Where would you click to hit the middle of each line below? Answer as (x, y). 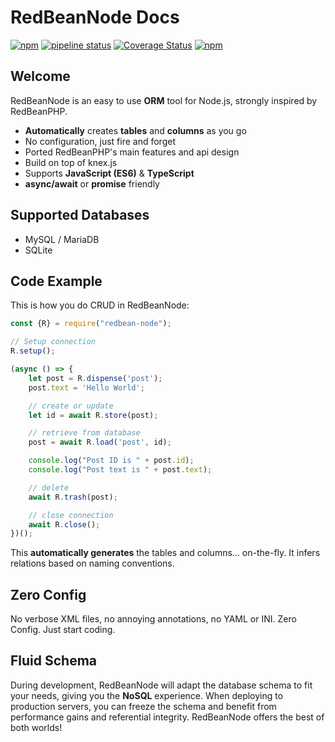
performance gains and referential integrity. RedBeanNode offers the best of (167, 717)
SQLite (38, 250)
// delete (49, 487)
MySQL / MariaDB (62, 239)
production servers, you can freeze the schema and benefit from (143, 706)
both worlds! (36, 727)
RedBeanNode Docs (95, 17)
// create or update (71, 406)
